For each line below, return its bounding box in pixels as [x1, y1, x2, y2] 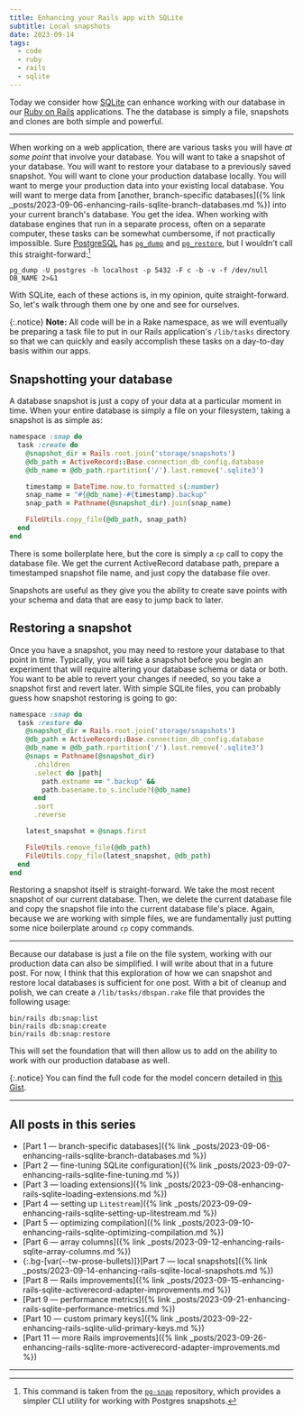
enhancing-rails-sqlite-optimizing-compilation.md [22, 1227, 208, 1238]
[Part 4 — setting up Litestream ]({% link [22, 1199, 173, 1209]
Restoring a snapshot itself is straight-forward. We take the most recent [9, 885, 275, 896]
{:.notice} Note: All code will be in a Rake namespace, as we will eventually [9, 317, 289, 327]
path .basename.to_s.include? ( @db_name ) [41, 786, 192, 795]
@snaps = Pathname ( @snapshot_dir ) [25, 752, 155, 761]
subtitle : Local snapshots [9, 22, 111, 31]
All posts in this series [9, 1116, 137, 1132]
